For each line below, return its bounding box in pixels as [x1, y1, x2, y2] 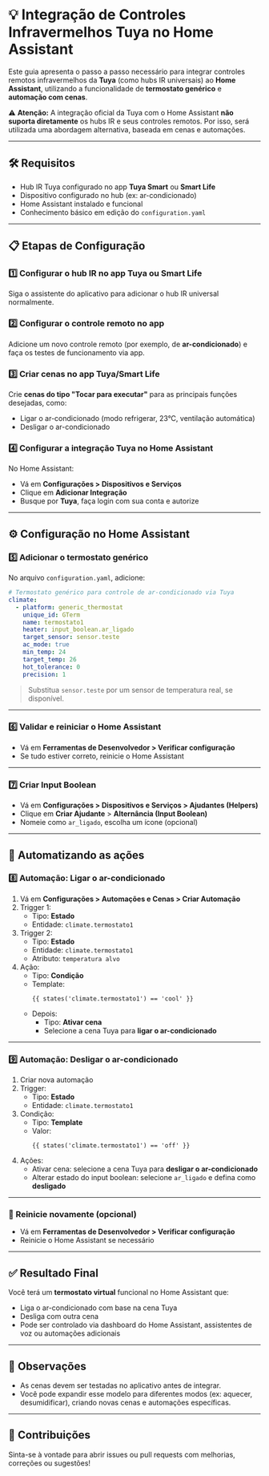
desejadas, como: [8, 398, 67, 408]
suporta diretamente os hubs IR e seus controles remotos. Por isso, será [8, 116, 250, 126]
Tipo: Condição [31, 970, 84, 980]
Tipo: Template [31, 1118, 83, 1127]
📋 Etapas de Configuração [8, 239, 146, 253]
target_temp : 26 [22, 655, 78, 663]
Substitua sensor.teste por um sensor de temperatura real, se [27, 685, 234, 694]
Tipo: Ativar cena [43, 1017, 102, 1027]
